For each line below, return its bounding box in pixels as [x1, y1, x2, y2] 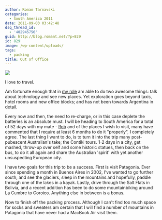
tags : [5, 48, 16, 52]
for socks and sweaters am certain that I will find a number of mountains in [5, 204, 154, 210]
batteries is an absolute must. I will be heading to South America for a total [5, 118, 153, 124]
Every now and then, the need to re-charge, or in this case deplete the [5, 114, 145, 119]
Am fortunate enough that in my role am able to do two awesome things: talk [5, 88, 158, 95]
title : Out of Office [5, 57, 49, 62]
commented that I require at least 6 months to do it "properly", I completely [5, 129, 154, 135]
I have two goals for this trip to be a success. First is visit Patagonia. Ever [5, 164, 151, 170]
